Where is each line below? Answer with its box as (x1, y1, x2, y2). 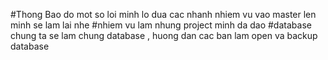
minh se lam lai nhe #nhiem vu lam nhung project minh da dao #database (10, 19, 312, 31)
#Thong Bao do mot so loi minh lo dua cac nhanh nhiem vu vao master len (10, 9, 317, 20)
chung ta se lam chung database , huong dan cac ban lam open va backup (10, 30, 318, 41)
